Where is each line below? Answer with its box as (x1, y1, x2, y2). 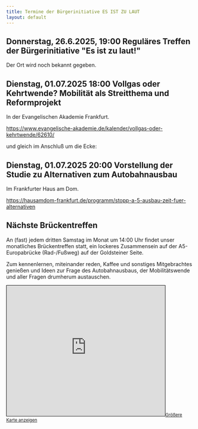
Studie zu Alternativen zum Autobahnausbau (6, 169, 178, 180)
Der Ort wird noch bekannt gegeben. (6, 61, 97, 69)
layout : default (6, 14, 47, 20)
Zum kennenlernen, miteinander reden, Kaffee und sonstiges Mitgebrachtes (6, 260, 193, 267)
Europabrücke (6, 249, 41, 256)
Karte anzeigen (6, 417, 38, 423)
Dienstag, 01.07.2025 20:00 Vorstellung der (6, 160, 173, 170)
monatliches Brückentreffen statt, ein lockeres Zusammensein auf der (6, 242, 178, 249)
